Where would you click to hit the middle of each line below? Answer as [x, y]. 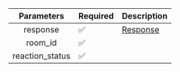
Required [96, 16]
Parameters [42, 16]
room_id [42, 42]
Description [144, 16]
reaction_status [42, 56]
